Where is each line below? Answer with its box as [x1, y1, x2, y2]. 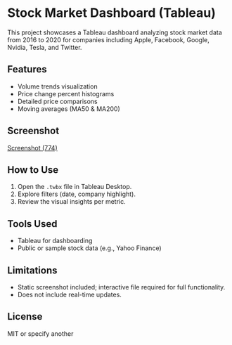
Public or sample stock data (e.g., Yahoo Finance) [17, 244, 162, 252]
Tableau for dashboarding [17, 237, 93, 245]
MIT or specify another [7, 329, 74, 338]
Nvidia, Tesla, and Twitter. [7, 43, 82, 51]
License [7, 311, 43, 323]
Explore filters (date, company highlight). [17, 190, 136, 198]
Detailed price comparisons [17, 97, 98, 105]
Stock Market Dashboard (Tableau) [7, 5, 217, 21]
